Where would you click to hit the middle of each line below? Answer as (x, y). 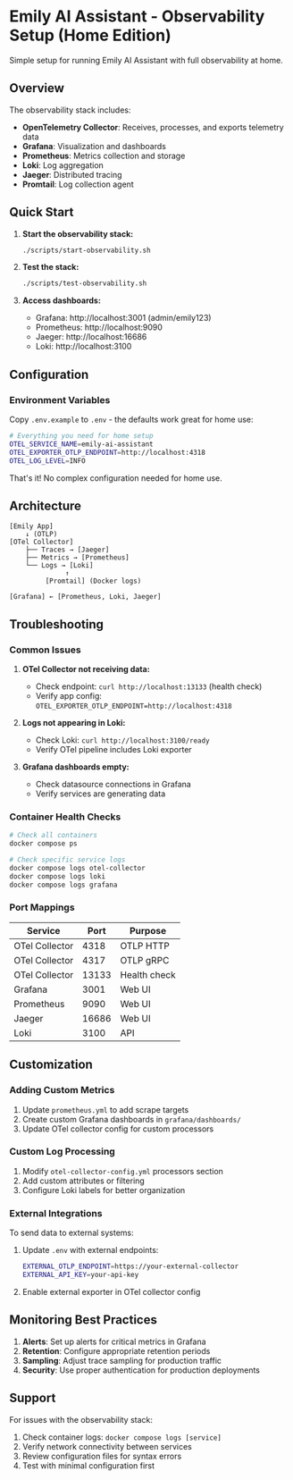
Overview (37, 88)
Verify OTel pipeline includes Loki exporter (113, 749)
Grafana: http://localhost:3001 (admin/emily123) (123, 318)
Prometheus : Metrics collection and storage (104, 156)
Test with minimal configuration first (88, 1465)
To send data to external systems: (71, 1233)
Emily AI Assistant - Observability (137, 17)
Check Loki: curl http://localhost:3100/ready (122, 740)
